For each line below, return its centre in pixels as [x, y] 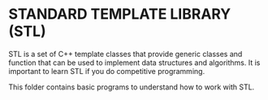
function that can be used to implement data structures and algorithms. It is [134, 63]
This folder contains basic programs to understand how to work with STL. [132, 87]
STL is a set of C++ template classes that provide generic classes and [125, 54]
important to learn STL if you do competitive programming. [107, 71]
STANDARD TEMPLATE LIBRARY [120, 14]
